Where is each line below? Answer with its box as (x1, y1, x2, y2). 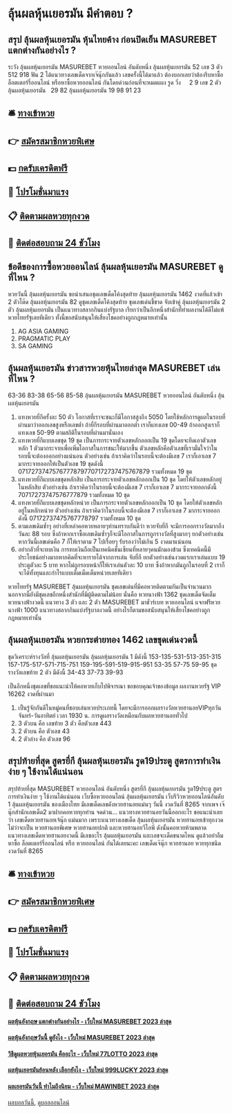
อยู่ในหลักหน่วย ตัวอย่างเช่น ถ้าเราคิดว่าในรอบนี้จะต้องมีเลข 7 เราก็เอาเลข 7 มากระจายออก (17, 506, 220, 514)
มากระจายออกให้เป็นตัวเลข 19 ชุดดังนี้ (17, 459, 104, 467)
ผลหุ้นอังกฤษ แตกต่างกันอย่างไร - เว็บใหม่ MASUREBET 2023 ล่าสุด (8, 1017, 172, 1025)
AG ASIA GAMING (17, 327, 69, 336)
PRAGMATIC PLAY (17, 334, 71, 343)
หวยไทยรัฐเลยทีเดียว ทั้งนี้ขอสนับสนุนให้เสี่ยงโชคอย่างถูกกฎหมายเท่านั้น (8, 314, 168, 322)
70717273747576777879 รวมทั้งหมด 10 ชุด (17, 490, 130, 498)
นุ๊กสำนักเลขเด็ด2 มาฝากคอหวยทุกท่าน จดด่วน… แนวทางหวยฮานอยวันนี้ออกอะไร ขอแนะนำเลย (8, 807, 223, 816)
